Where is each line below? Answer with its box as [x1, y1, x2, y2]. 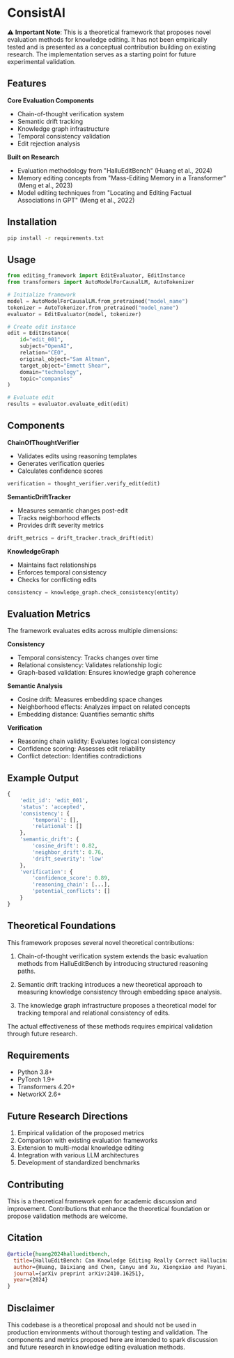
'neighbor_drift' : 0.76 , [32, 848, 104, 856]
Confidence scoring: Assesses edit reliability [17, 744, 146, 753]
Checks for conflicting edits [17, 575, 97, 584]
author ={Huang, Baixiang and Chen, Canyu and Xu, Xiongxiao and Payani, [13, 1263, 229, 1270]
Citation [7, 1232, 43, 1244]
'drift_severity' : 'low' [32, 855, 104, 862]
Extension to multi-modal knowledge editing [17, 1144, 144, 1152]
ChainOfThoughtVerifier [7, 438, 80, 446]
